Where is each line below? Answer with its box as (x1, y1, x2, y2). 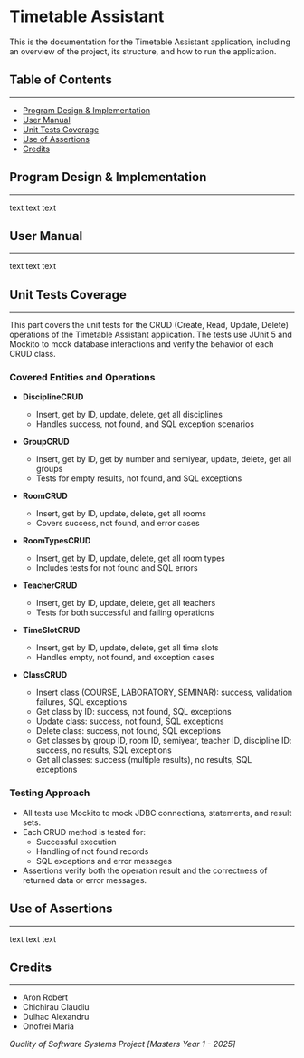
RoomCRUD (22, 491, 68, 502)
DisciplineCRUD (22, 391, 84, 402)
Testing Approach (9, 786, 90, 799)
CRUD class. (9, 349, 56, 360)
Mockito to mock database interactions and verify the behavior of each (9, 339, 274, 350)
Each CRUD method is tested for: (22, 826, 147, 837)
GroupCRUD (22, 437, 70, 447)
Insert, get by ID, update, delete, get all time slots (35, 642, 219, 653)
